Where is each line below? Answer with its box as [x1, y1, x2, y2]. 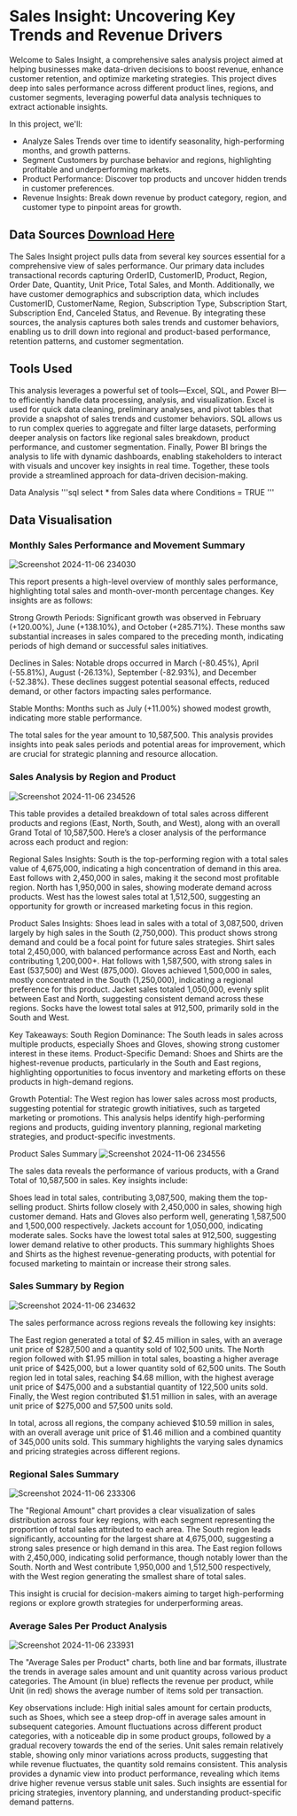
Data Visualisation [9, 512, 113, 527]
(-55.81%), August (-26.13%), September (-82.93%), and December [9, 667, 257, 678]
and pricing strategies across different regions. [9, 1446, 181, 1456]
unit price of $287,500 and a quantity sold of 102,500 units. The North [9, 1344, 265, 1354]
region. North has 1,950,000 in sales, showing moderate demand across [9, 882, 272, 892]
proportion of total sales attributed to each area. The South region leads [9, 1524, 272, 1535]
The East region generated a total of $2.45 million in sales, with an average [9, 1334, 283, 1344]
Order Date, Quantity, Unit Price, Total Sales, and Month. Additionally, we [9, 279, 275, 290]
